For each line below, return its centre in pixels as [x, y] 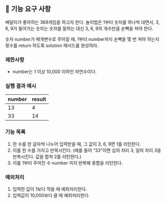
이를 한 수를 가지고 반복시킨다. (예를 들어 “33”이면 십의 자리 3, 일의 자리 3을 [87, 150]
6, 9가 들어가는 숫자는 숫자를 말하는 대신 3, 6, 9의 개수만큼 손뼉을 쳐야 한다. [79, 28]
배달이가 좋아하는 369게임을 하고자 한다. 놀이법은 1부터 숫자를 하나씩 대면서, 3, [82, 22]
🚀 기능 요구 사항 [28, 9]
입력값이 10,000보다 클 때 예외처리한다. [51, 195]
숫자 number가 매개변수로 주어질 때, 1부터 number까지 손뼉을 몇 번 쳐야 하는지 [82, 39]
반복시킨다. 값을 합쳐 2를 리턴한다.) [47, 156]
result [39, 99]
